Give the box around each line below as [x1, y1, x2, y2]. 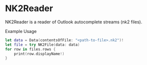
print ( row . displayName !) [14, 51, 65, 56]
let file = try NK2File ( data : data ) [5, 42, 80, 47]
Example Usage [5, 28, 37, 34]
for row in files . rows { [5, 47, 56, 51]
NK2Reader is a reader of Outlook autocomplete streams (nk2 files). [5, 19, 143, 25]
